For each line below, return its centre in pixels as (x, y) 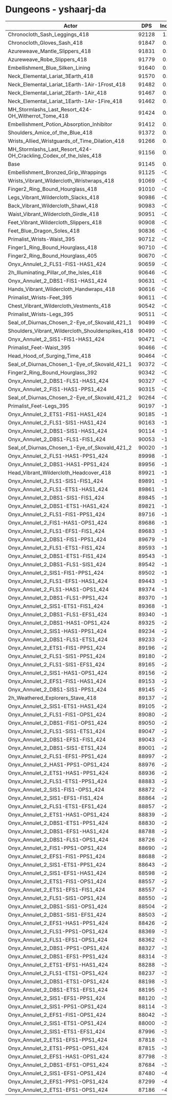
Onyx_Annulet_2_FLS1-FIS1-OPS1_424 (57, 715)
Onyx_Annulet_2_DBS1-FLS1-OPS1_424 (58, 839)
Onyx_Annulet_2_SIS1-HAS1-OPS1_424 (58, 672)
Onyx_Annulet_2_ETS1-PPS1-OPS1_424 (58, 1048)
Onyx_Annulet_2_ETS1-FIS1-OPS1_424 (57, 881)
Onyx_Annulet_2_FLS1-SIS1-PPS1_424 (57, 656)
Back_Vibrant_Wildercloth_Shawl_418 (53, 205)
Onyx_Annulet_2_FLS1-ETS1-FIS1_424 (57, 548)
